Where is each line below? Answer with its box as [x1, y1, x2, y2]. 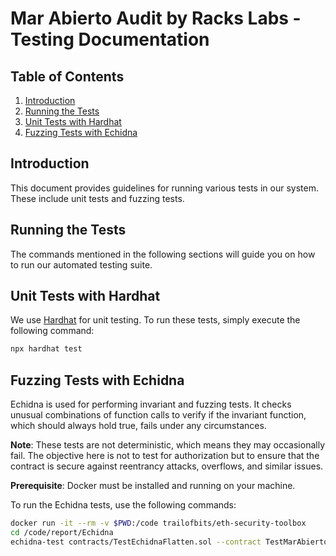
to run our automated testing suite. [10, 258, 153, 271]
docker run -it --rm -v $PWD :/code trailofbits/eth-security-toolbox [10, 518, 307, 529]
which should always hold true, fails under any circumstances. [10, 420, 267, 432]
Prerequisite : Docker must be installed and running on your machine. [10, 480, 296, 492]
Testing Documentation [10, 28, 210, 51]
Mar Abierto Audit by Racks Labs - [10, 7, 302, 30]
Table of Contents [10, 68, 125, 85]
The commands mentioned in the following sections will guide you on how [10, 248, 316, 260]
